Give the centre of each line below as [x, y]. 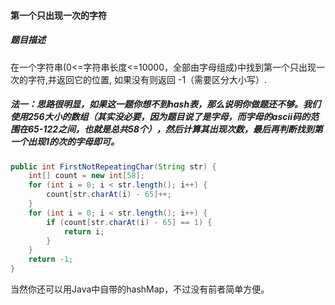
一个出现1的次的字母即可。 [65, 142]
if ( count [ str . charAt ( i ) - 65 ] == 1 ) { [129, 222]
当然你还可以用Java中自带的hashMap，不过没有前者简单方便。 [140, 289]
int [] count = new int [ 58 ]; [86, 176]
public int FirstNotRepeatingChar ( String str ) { [113, 166]
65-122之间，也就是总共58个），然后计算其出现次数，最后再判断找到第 [175, 129]
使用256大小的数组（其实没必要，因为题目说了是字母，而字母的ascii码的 [160, 117]
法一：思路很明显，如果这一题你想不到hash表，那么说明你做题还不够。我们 [166, 104]
